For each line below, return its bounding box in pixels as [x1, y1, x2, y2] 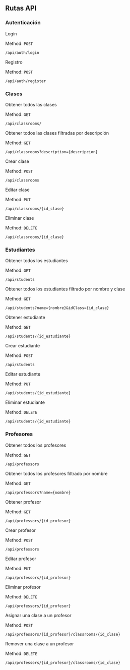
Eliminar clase [5, 215, 34, 221]
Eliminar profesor [5, 584, 41, 590]
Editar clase [5, 187, 30, 193]
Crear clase [5, 158, 29, 164]
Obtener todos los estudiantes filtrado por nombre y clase [5, 286, 125, 292]
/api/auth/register [5, 78, 46, 84]
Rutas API [5, 4, 37, 13]
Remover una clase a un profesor [5, 640, 74, 647]
